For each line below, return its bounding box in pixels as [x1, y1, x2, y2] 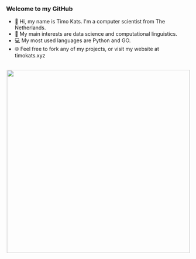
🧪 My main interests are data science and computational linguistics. [14, 30, 177, 38]
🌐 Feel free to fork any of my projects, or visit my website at [14, 46, 160, 53]
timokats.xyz [14, 52, 46, 59]
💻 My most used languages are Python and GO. [14, 37, 131, 44]
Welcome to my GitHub [6, 5, 73, 13]
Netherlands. [14, 24, 46, 31]
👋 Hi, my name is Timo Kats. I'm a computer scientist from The [14, 18, 166, 25]
